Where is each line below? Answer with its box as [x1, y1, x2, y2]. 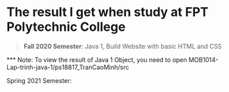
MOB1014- [188, 55, 219, 63]
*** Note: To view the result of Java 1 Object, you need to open [6, 55, 187, 63]
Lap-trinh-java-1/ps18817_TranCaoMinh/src [6, 63, 129, 71]
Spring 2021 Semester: [6, 76, 72, 84]
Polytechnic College [6, 19, 126, 35]
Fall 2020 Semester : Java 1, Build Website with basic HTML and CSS [23, 42, 222, 50]
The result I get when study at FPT [6, 4, 209, 20]
